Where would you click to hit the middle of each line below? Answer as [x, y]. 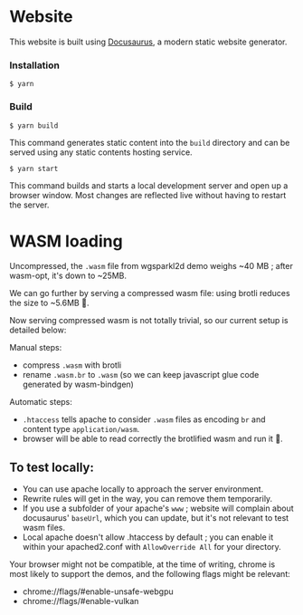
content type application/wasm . [81, 429]
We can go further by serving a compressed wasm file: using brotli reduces [150, 293]
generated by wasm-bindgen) [78, 384]
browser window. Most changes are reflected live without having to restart [148, 195]
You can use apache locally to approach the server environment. [143, 489]
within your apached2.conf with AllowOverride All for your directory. [152, 547]
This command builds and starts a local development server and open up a [149, 185]
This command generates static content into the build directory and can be [150, 142]
